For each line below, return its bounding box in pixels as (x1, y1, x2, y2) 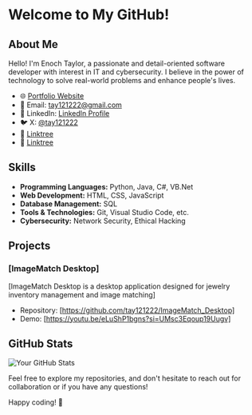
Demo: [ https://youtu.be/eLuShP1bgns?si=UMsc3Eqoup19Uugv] (19, 313, 231, 323)
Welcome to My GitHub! (8, 6, 170, 24)
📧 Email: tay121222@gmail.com (19, 100, 122, 110)
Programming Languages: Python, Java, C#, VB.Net (19, 182, 194, 191)
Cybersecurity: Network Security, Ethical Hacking (19, 216, 186, 225)
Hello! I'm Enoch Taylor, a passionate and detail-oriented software (8, 58, 226, 68)
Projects (8, 239, 51, 253)
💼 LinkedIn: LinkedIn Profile (19, 109, 110, 118)
